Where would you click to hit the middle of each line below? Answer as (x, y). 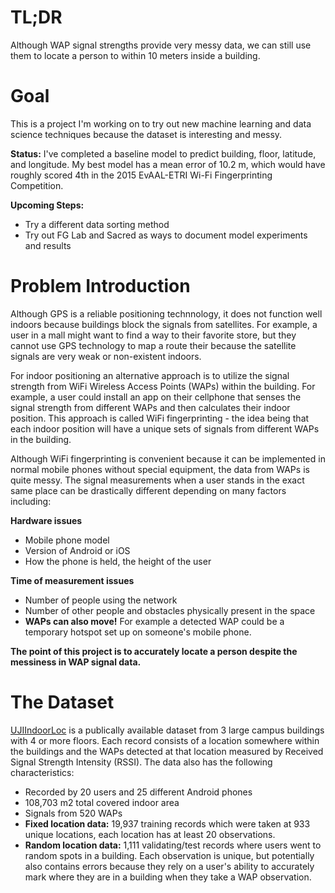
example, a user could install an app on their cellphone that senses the (156, 397)
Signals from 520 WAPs (73, 813)
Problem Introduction (100, 286)
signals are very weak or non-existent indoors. (106, 356)
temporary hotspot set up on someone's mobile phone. (138, 632)
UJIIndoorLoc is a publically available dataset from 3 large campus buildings (167, 730)
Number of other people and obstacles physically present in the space (170, 610)
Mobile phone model (67, 540)
